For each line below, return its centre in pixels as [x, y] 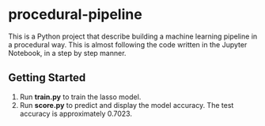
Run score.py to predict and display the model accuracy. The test [127, 105]
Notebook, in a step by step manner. [67, 53]
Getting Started [47, 78]
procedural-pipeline [75, 15]
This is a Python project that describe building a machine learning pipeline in [133, 36]
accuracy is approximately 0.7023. [76, 113]
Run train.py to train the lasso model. [80, 97]
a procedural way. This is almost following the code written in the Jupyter [128, 44]
